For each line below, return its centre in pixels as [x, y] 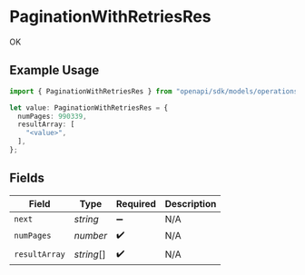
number [91, 236]
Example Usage [54, 70]
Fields [27, 178]
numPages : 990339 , [53, 116]
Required [136, 203]
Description [191, 203]
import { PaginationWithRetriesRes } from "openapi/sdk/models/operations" [156, 91]
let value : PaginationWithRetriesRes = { [89, 108]
